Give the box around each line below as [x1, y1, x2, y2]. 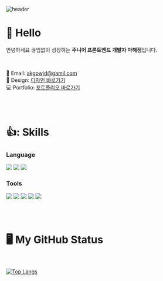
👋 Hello [6, 27, 41, 39]
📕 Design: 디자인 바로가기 [6, 77, 66, 84]
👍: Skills [6, 125, 50, 139]
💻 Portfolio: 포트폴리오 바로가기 [6, 84, 80, 91]
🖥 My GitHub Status [6, 233, 104, 246]
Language [6, 151, 36, 159]
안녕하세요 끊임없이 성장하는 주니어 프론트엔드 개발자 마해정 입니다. [6, 46, 158, 53]
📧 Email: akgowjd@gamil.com [6, 70, 77, 77]
